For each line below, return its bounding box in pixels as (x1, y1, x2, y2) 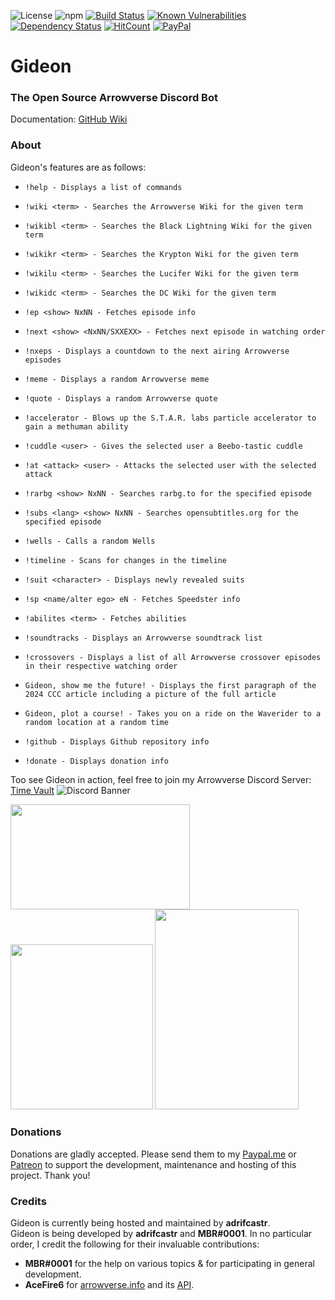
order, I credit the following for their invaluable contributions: (10, 1238, 260, 1250)
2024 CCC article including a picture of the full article (24, 689, 277, 699)
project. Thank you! (10, 1169, 91, 1181)
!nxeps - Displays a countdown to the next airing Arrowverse (24, 346, 290, 356)
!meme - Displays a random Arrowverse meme (24, 374, 210, 384)
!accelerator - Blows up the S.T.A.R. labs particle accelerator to (24, 413, 317, 423)
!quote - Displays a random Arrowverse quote (24, 393, 218, 404)
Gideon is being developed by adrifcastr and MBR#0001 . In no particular (10, 1227, 313, 1239)
